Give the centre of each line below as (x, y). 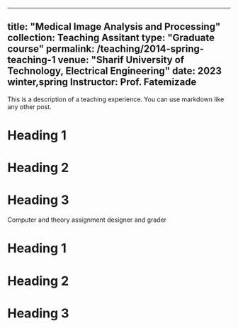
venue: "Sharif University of (121, 60)
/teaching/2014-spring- (150, 49)
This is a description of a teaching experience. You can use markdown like (116, 99)
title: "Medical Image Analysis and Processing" (114, 27)
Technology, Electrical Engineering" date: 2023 (114, 71)
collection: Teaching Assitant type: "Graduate (111, 38)
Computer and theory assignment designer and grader (87, 220)
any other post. (29, 106)
